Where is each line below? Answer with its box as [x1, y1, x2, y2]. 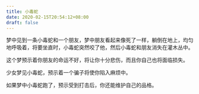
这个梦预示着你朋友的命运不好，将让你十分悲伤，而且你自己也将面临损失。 [6, 57, 188, 64]
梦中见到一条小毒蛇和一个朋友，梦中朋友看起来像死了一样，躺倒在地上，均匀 [6, 37, 194, 44]
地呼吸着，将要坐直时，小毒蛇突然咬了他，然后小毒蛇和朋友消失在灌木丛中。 [6, 44, 194, 51]
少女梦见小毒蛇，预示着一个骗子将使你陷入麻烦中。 [6, 69, 131, 76]
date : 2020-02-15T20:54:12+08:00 [6, 14, 89, 20]
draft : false [6, 20, 39, 25]
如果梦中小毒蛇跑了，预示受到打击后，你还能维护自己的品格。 [6, 82, 157, 89]
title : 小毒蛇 [6, 8, 39, 15]
